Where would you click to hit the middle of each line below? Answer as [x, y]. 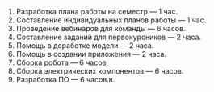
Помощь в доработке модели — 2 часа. [85, 46]
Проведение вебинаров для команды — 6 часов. [101, 28]
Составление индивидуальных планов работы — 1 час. [111, 20]
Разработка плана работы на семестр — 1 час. [97, 12]
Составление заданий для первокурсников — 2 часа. [109, 37]
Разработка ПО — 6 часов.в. [65, 80]
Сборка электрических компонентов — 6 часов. [100, 71]
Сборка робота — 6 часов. [62, 62]
